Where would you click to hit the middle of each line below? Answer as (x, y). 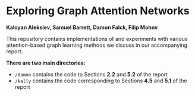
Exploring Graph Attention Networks (98, 11)
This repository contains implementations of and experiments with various (97, 39)
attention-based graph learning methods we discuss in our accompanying (97, 45)
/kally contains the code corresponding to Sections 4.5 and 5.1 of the (101, 81)
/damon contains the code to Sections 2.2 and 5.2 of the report (91, 74)
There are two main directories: (46, 63)
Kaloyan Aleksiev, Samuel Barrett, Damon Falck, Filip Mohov (82, 27)
